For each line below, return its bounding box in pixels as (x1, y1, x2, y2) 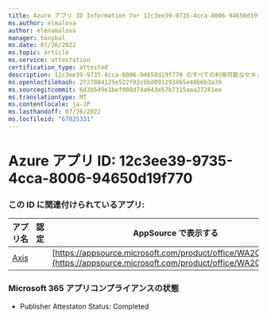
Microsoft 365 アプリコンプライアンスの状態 (8, 283, 180, 294)
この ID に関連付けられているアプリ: (8, 199, 145, 210)
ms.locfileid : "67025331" (8, 115, 94, 123)
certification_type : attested (8, 64, 109, 72)
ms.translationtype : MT (8, 93, 87, 101)
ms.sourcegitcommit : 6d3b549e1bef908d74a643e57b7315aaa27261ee (8, 85, 222, 94)
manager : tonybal (8, 33, 66, 42)
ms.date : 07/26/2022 (8, 41, 77, 49)
